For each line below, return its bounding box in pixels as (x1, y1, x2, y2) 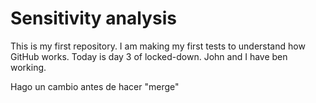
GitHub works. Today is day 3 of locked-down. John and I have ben (10, 50, 288, 62)
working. (10, 61, 47, 73)
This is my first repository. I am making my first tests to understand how (10, 40, 306, 52)
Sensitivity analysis (10, 7, 177, 30)
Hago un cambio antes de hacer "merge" (10, 80, 180, 92)
